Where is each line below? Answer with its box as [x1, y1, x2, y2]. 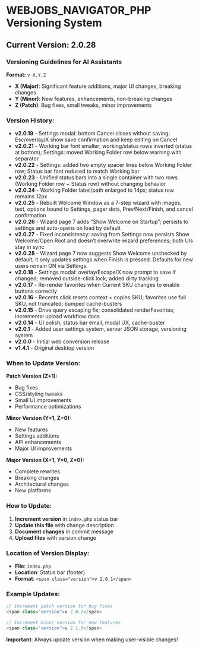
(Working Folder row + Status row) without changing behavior [14, 181, 166, 188]
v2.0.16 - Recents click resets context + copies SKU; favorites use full [14, 294, 187, 301]
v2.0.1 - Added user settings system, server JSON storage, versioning [14, 325, 187, 333]
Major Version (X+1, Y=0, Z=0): [6, 457, 84, 464]
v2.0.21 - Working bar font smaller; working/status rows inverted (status [14, 143, 192, 150]
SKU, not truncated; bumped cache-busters [14, 300, 122, 308]
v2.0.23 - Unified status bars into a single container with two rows [14, 174, 178, 181]
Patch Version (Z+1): [6, 372, 58, 380]
